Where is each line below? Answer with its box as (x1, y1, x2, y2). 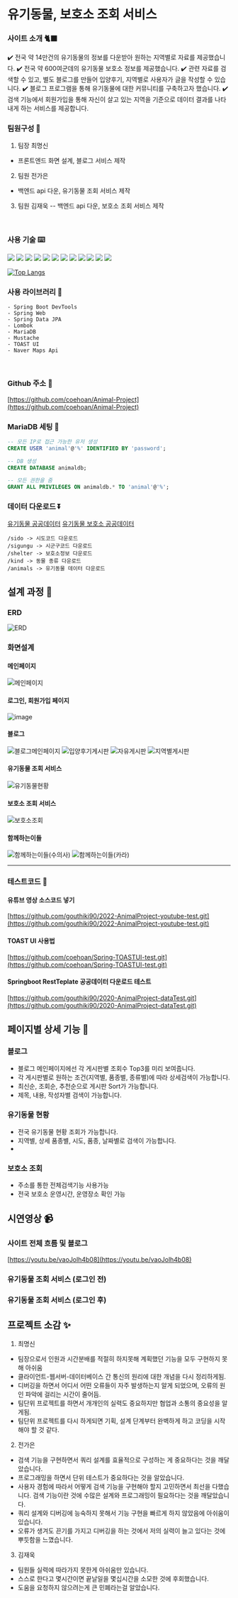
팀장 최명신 (17, 141, 49, 150)
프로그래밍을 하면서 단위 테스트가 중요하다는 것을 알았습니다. (17, 1473, 185, 1482)
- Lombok (7, 322, 33, 330)
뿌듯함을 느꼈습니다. (17, 1535, 73, 1543)
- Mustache (7, 335, 40, 342)
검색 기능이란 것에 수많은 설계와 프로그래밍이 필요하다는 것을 (33, 1491, 200, 1499)
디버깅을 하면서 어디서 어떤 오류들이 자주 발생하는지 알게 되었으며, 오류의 (17, 1381, 218, 1389)
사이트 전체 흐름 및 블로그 (7, 1238, 89, 1248)
